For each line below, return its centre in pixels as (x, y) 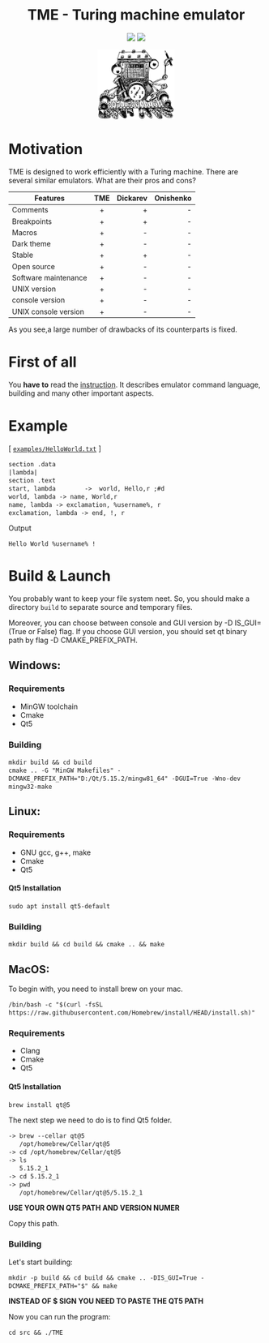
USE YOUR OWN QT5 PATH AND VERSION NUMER (94, 1208)
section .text (32, 481)
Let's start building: (41, 1262)
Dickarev (132, 198)
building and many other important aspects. (81, 393)
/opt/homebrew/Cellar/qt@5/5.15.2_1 (81, 1193)
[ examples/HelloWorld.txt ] (55, 448)
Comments (30, 210)
